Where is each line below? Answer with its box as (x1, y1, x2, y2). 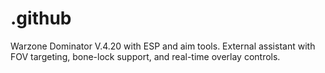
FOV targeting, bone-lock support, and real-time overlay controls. (10, 50, 281, 62)
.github (10, 7, 72, 30)
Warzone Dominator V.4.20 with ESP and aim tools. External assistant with (10, 40, 316, 52)
